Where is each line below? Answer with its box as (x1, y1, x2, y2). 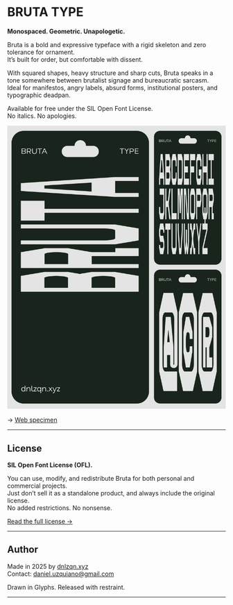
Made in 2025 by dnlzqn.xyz (7, 562, 89, 570)
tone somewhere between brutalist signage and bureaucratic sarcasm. (7, 76, 209, 84)
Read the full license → (7, 518, 73, 526)
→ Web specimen (7, 416, 58, 424)
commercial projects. (7, 482, 68, 490)
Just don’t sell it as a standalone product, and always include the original (7, 489, 215, 497)
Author (7, 544, 38, 556)
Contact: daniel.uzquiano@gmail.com (7, 570, 114, 578)
